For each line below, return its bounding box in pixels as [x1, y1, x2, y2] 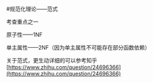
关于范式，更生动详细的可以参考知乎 [6, 57, 98, 64]
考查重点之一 [6, 18, 38, 25]
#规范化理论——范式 [6, 5, 58, 12]
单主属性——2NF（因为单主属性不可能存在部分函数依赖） [6, 44, 151, 51]
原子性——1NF [6, 31, 43, 38]
